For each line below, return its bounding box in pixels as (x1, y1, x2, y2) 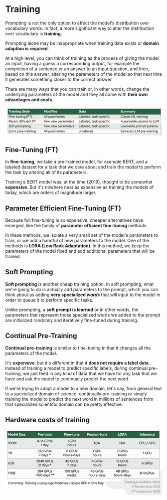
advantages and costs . (5, 96, 54, 103)
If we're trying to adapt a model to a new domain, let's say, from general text (5, 385, 162, 391)
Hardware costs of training (5, 416, 90, 424)
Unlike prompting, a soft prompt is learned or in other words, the (5, 307, 139, 313)
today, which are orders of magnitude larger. (5, 189, 97, 195)
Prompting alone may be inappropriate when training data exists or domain (5, 40, 160, 46)
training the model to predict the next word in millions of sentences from (5, 396, 154, 402)
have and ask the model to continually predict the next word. (5, 375, 130, 382)
